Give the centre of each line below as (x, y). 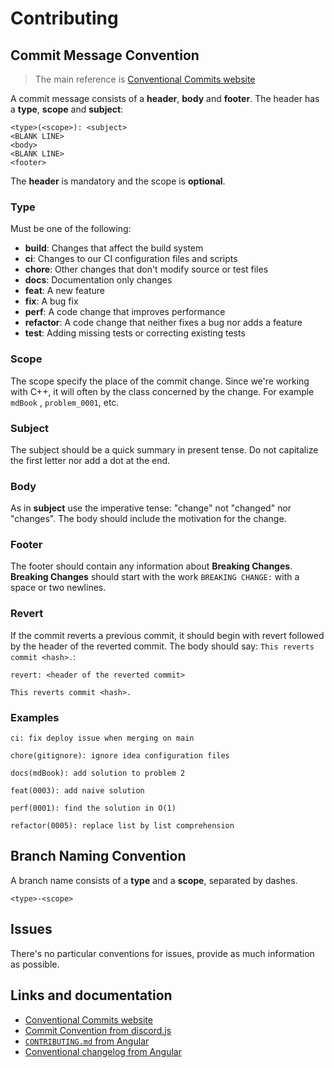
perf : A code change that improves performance (125, 312)
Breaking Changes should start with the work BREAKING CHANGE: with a (155, 577)
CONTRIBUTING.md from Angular (87, 1041)
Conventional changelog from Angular (103, 1051)
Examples (35, 717)
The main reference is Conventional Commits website (145, 79)
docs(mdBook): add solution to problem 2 (98, 773)
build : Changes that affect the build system (114, 248)
